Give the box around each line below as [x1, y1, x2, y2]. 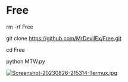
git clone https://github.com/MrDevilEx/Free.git [6, 34, 122, 42]
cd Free [6, 46, 25, 53]
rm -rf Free [6, 23, 33, 30]
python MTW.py [6, 58, 46, 65]
